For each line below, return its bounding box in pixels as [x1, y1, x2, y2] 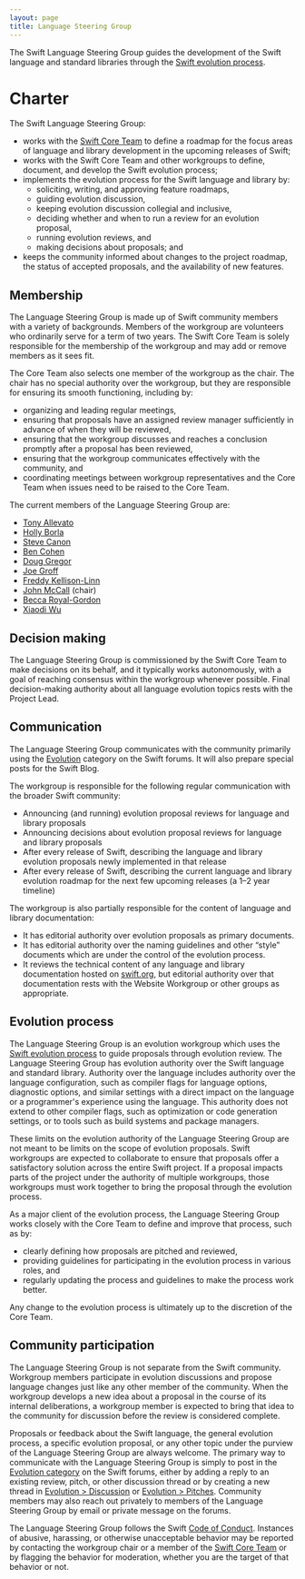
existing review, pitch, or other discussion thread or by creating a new [9, 1475, 271, 1486]
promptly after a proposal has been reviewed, [22, 443, 193, 454]
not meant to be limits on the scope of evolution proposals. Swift [9, 1142, 251, 1154]
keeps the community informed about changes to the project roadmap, [22, 252, 288, 263]
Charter [9, 88, 70, 109]
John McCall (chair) [22, 585, 97, 596]
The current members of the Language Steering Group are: [9, 500, 231, 511]
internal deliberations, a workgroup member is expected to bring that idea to [9, 1400, 295, 1411]
